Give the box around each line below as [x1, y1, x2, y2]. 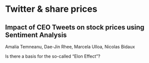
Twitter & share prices [5, 3, 98, 15]
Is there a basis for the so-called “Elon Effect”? [5, 53, 100, 59]
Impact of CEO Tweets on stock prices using [5, 23, 145, 31]
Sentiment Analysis [5, 31, 67, 39]
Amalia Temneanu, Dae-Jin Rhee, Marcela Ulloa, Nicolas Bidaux [5, 44, 135, 50]
